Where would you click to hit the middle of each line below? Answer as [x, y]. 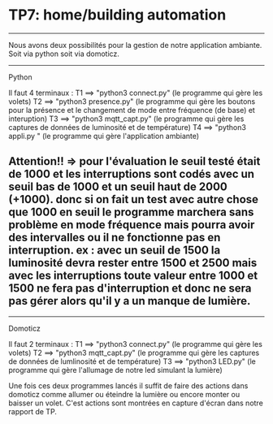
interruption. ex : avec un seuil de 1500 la [115, 251]
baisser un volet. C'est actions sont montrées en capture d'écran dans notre [136, 403]
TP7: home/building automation [117, 15]
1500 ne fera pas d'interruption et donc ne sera [130, 289]
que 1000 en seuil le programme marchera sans [131, 212]
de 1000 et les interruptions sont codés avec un [131, 174]
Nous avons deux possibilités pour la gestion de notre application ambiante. [135, 45]
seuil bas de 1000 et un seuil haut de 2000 [118, 187]
